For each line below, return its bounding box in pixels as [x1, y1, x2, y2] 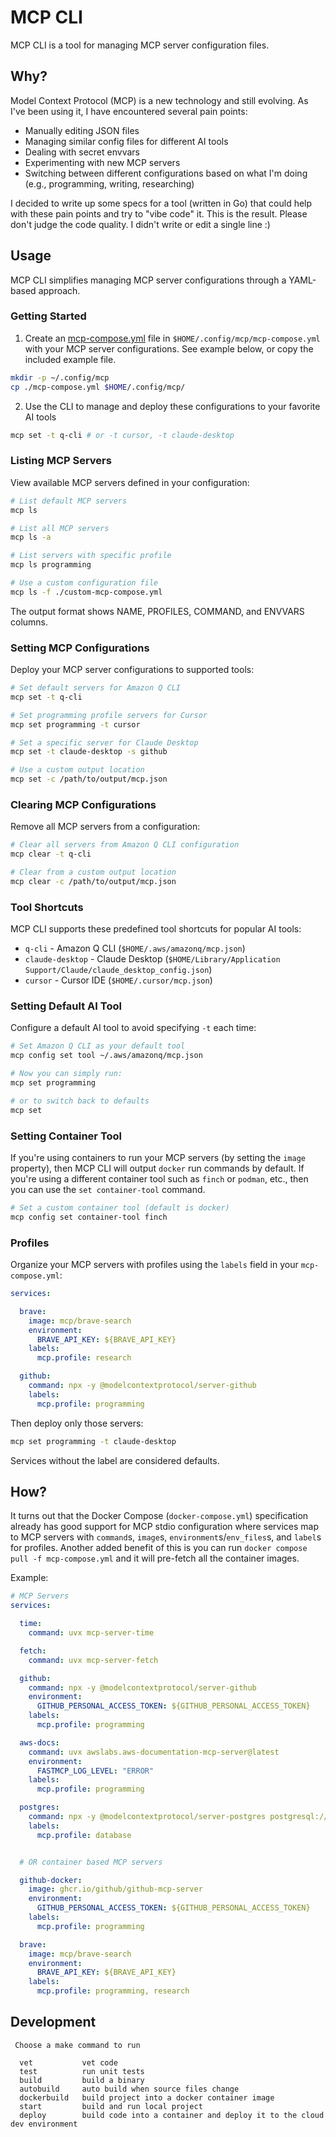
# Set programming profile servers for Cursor [10, 710, 208, 720]
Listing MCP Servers [10, 454, 112, 468]
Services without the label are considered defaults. [10, 1454, 220, 1466]
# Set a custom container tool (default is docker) [10, 1203, 230, 1213]
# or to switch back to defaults [10, 1096, 150, 1106]
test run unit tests [19, 2066, 145, 2076]
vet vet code [19, 2057, 118, 2068]
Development [10, 2014, 97, 2031]
